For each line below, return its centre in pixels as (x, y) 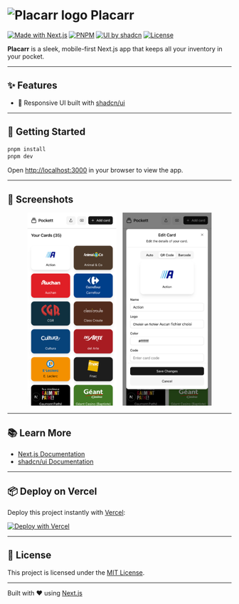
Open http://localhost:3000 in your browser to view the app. (95, 170)
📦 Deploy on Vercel (52, 492)
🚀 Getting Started (47, 132)
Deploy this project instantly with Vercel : (67, 512)
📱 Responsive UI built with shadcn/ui (71, 103)
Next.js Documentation (51, 454)
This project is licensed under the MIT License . (76, 572)
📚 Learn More (39, 433)
